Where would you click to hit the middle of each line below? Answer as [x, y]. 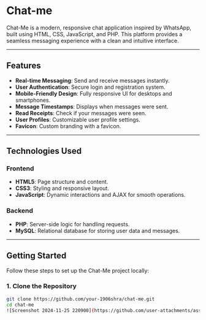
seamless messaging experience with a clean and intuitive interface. [93, 40]
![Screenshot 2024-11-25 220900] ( [51, 310]
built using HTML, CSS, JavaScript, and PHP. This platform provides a [94, 34]
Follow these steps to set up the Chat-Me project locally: [78, 270]
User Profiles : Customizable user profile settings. [78, 120]
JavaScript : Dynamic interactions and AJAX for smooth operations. [100, 195]
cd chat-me [20, 305]
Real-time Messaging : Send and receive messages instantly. [92, 80]
